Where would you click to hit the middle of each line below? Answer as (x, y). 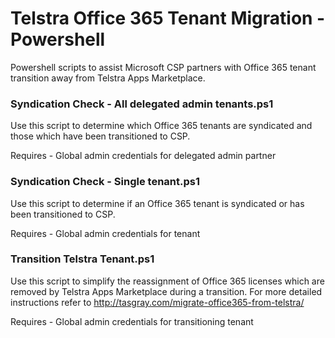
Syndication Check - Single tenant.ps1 (105, 182)
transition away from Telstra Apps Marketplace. (108, 78)
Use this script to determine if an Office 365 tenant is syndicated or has (157, 203)
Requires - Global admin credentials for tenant (105, 233)
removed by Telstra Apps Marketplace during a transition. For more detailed (166, 291)
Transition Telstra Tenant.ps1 (82, 259)
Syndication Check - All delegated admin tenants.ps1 (142, 104)
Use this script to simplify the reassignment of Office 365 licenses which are (167, 281)
